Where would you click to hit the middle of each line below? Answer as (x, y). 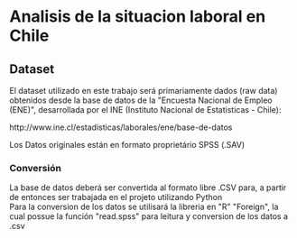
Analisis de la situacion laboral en (138, 17)
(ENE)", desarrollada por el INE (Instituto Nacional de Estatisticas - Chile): (145, 110)
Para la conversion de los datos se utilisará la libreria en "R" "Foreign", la (144, 207)
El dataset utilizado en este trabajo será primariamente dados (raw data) (144, 91)
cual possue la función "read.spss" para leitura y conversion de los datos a (149, 216)
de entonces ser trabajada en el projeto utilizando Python (116, 197)
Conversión (35, 168)
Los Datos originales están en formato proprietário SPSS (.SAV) (127, 145)
